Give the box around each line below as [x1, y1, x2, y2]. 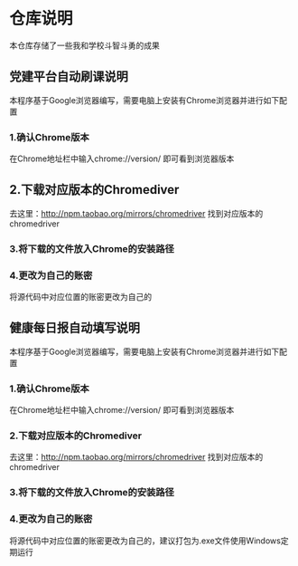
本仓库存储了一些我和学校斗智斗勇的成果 [9, 40, 160, 51]
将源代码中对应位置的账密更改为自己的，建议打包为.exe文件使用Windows [9, 535, 282, 546]
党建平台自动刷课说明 [9, 69, 128, 84]
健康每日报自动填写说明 [9, 321, 140, 336]
